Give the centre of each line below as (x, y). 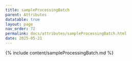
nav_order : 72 (20, 29)
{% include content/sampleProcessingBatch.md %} (60, 53)
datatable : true (23, 19)
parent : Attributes (26, 15)
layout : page (19, 24)
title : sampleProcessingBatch (38, 10)
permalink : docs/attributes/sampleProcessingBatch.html (66, 34)
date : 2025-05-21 (24, 39)
